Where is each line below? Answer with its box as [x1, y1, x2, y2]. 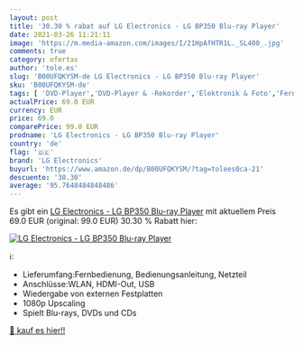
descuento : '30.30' [9, 172, 83, 182]
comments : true [9, 47, 67, 56]
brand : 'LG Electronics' [9, 155, 103, 165]
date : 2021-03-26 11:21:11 [9, 30, 111, 39]
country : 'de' [9, 139, 63, 148]
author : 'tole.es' [9, 64, 78, 73]
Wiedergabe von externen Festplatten [22, 288, 163, 299]
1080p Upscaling [22, 298, 86, 309]
